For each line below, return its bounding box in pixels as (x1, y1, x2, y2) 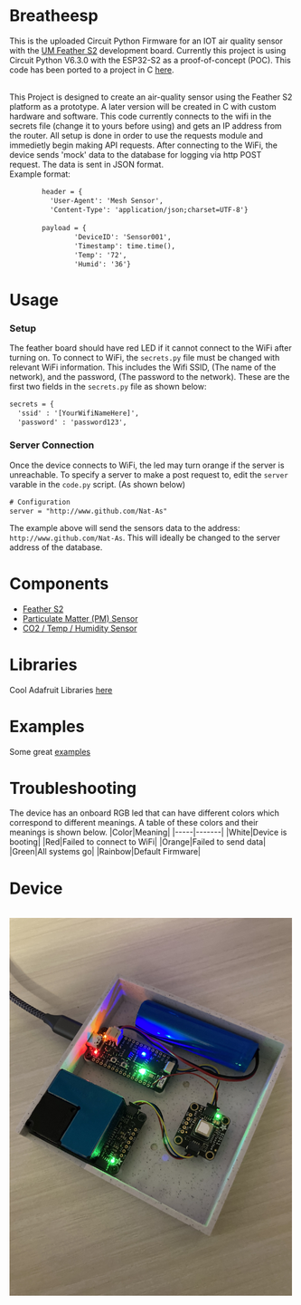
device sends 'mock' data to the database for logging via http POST (9, 149, 262, 159)
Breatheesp (9, 5, 99, 26)
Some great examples (9, 746, 91, 757)
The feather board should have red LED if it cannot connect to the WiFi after (9, 343, 292, 353)
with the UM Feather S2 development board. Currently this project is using (9, 44, 287, 55)
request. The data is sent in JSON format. (9, 159, 165, 169)
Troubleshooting (9, 778, 137, 798)
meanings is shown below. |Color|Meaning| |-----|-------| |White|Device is (9, 826, 287, 838)
